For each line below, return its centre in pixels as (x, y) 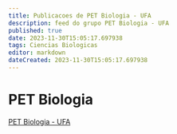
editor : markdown (37, 53)
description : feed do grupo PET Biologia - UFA (89, 23)
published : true (35, 30)
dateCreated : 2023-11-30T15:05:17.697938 (78, 61)
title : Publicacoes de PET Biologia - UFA (80, 16)
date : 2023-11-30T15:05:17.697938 (66, 38)
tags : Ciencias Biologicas (53, 45)
